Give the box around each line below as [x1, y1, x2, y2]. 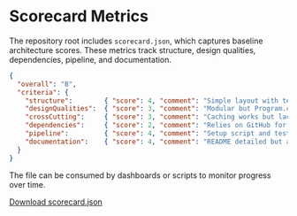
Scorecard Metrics [9, 6, 148, 27]
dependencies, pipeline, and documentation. [9, 54, 172, 65]
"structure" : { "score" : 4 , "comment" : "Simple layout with [25, 96, 278, 105]
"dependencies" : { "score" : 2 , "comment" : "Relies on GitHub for [25, 121, 287, 130]
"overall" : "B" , [17, 80, 77, 89]
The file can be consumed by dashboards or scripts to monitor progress [9, 170, 271, 181]
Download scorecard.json [9, 197, 103, 207]
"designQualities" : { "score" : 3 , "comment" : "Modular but [25, 104, 251, 113]
